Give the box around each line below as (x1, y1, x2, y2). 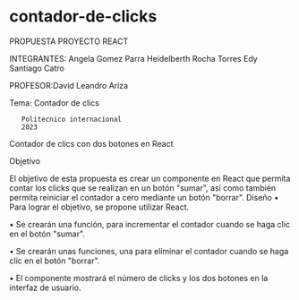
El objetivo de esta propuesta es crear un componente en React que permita (9, 173, 291, 184)
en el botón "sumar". (9, 228, 85, 239)
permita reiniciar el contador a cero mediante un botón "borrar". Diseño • (9, 192, 279, 202)
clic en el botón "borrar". (9, 255, 100, 266)
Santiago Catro (9, 63, 64, 73)
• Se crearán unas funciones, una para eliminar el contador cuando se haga (9, 245, 289, 256)
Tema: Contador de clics (9, 97, 100, 108)
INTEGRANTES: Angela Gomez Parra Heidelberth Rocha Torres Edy (9, 53, 258, 64)
